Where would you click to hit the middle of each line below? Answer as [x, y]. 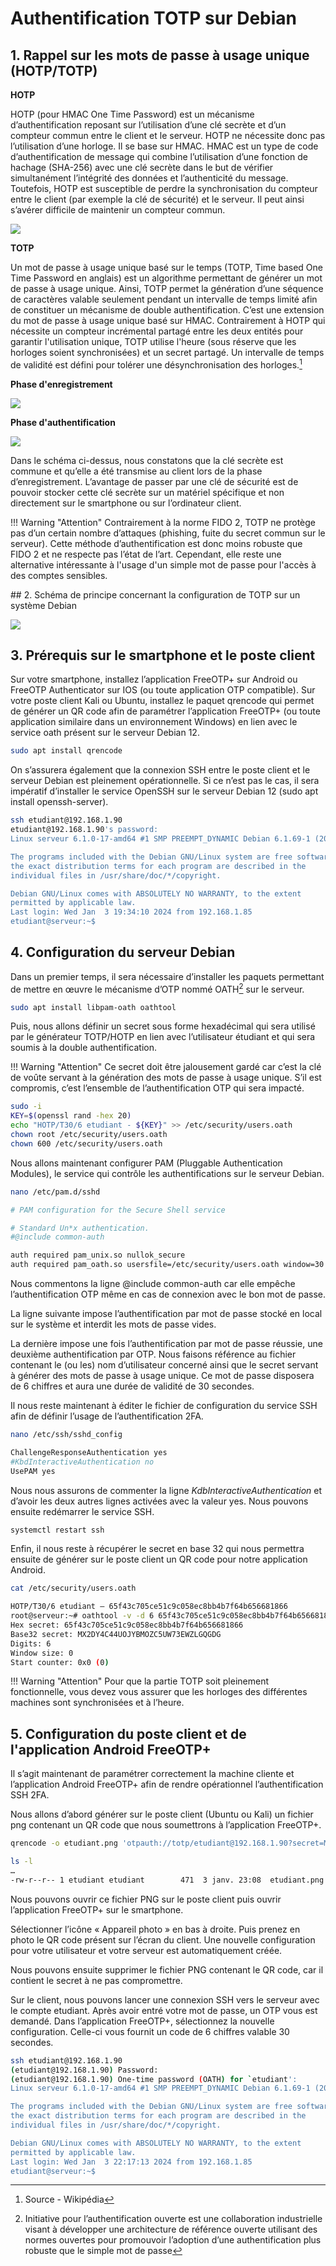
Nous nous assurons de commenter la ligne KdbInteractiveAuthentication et [166, 1490]
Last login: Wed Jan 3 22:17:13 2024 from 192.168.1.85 [131, 2162]
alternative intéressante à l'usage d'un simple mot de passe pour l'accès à [163, 564]
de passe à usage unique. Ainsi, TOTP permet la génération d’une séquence [167, 288]
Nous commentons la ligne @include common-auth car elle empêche [153, 1284]
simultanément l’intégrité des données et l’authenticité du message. [149, 178]
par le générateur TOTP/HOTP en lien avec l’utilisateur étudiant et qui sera [163, 1037]
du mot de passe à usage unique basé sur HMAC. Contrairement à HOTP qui [168, 320]
